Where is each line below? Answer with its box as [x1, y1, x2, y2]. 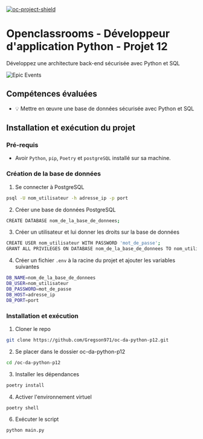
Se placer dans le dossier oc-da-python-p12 [14, 348, 126, 355]
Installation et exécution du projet [6, 123, 136, 133]
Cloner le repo [14, 325, 51, 332]
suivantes [14, 263, 39, 271]
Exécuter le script [14, 415, 59, 423]
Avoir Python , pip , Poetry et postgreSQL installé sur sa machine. [14, 155, 171, 162]
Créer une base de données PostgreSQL [14, 206, 116, 213]
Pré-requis [6, 141, 39, 149]
